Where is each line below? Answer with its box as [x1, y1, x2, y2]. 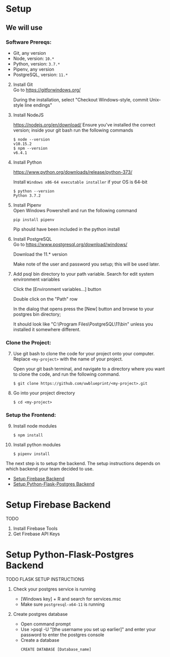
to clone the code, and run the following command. [13, 371, 120, 377]
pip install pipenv [13, 217, 55, 222]
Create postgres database [13, 611, 68, 617]
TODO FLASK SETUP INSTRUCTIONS [6, 576, 84, 582]
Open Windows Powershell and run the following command [13, 207, 138, 213]
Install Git [13, 81, 33, 87]
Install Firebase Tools [13, 525, 58, 532]
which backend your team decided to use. [6, 466, 94, 472]
